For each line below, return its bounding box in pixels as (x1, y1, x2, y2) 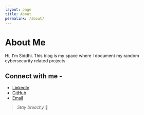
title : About (5, 12, 32, 16)
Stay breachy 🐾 (17, 104, 48, 110)
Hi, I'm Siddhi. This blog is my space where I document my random (5, 53, 140, 58)
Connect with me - (5, 72, 62, 80)
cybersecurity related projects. (5, 58, 67, 64)
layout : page (5, 7, 32, 12)
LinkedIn (12, 85, 30, 91)
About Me (5, 37, 46, 48)
